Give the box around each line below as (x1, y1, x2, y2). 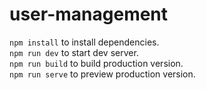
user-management (9, 3, 169, 26)
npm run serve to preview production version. (9, 68, 196, 80)
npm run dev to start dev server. (9, 46, 139, 58)
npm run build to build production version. (9, 57, 184, 69)
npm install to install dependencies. (9, 36, 160, 48)
